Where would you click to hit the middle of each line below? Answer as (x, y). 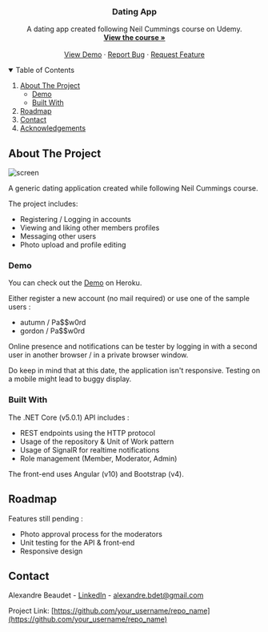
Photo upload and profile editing (73, 245)
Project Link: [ (31, 611)
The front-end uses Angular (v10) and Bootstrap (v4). (96, 473)
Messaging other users (58, 236)
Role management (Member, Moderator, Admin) (98, 458)
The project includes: (43, 204)
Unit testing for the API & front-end (77, 542)
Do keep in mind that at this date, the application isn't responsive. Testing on (134, 371)
